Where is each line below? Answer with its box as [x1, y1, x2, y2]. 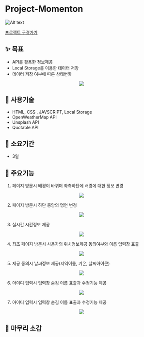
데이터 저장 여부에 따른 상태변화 [12, 71, 72, 77]
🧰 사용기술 [5, 96, 35, 104]
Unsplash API [12, 119, 39, 125]
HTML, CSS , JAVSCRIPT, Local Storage [12, 109, 92, 115]
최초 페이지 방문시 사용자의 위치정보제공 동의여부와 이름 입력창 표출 [12, 241, 139, 247]
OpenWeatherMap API [12, 114, 57, 120]
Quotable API [12, 124, 39, 130]
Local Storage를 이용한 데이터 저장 [12, 65, 79, 71]
